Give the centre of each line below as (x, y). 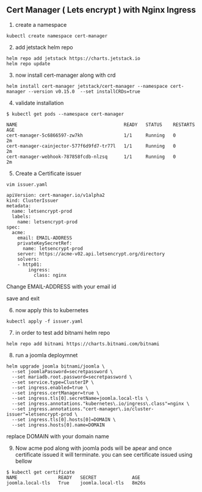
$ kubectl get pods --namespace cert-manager (65, 114)
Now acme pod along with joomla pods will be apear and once (93, 448)
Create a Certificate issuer (48, 173)
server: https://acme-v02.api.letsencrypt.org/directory (91, 254)
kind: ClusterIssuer (33, 201)
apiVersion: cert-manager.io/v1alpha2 (56, 195)
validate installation (39, 102)
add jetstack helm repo (44, 47)
